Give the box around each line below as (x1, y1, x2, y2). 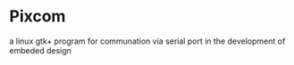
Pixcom (9, 6, 66, 27)
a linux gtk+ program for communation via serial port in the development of (9, 36, 286, 46)
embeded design (9, 45, 71, 55)
